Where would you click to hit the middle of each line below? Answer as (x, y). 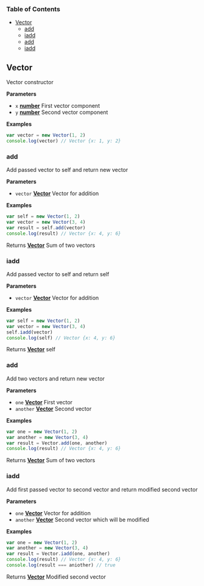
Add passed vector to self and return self (58, 274)
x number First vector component (58, 106)
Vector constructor (30, 82)
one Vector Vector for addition (53, 513)
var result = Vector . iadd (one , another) (58, 554)
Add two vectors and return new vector (56, 378)
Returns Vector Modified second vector (56, 577)
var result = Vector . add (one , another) (57, 443)
